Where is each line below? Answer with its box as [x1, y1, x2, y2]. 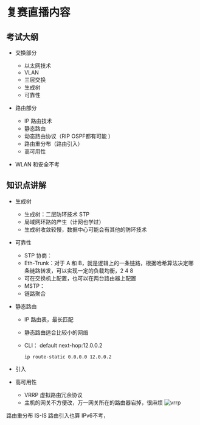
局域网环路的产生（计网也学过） [24, 218, 105, 226]
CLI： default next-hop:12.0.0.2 [24, 341, 103, 349]
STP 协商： [24, 251, 53, 259]
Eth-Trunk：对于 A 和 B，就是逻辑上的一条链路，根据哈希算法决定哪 [24, 259, 194, 266]
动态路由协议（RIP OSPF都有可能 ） [24, 132, 114, 140]
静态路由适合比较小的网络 [24, 329, 89, 336]
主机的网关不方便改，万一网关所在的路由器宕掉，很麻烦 [24, 399, 163, 406]
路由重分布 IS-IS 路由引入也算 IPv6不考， [6, 412, 109, 419]
